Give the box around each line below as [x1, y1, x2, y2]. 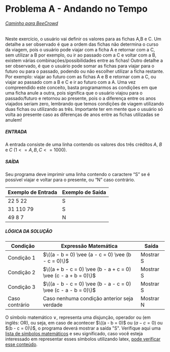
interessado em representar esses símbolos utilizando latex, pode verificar [5, 336, 161, 342]
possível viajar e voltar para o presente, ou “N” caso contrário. [5, 177, 136, 183]
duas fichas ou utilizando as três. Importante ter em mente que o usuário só [5, 106, 163, 112]
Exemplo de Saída [62, 189, 106, 196]
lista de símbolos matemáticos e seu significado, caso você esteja [5, 331, 143, 337]
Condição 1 [8, 254, 35, 261]
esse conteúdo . [5, 341, 38, 347]
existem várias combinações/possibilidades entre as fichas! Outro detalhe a [5, 57, 163, 64]
